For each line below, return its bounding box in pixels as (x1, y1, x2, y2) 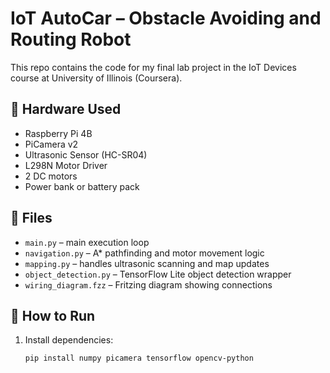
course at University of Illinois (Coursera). (10, 72, 183, 84)
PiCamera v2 (24, 138, 79, 150)
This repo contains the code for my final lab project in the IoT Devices (10, 61, 297, 73)
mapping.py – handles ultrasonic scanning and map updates (24, 257, 270, 269)
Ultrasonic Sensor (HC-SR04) (24, 148, 148, 161)
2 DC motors (24, 170, 78, 182)
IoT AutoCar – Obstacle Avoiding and (10, 7, 322, 30)
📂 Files (10, 210, 53, 227)
